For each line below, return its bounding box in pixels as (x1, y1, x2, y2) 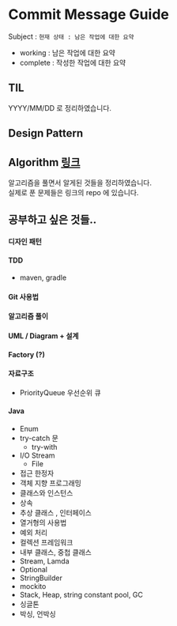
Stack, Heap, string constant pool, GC (19, 590, 144, 599)
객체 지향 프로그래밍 (19, 478, 81, 488)
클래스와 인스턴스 (19, 488, 73, 497)
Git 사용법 (8, 292, 40, 301)
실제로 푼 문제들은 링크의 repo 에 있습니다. (8, 187, 139, 197)
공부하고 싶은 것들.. (8, 213, 97, 227)
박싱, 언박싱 (19, 609, 57, 618)
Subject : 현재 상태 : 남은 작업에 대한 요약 (8, 32, 134, 41)
